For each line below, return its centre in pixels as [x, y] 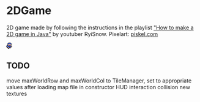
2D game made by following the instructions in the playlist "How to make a [100, 27]
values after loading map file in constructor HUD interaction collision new [98, 87]
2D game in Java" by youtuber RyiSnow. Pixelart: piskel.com [82, 34]
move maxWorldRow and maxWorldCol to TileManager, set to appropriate [99, 81]
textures [17, 93]
